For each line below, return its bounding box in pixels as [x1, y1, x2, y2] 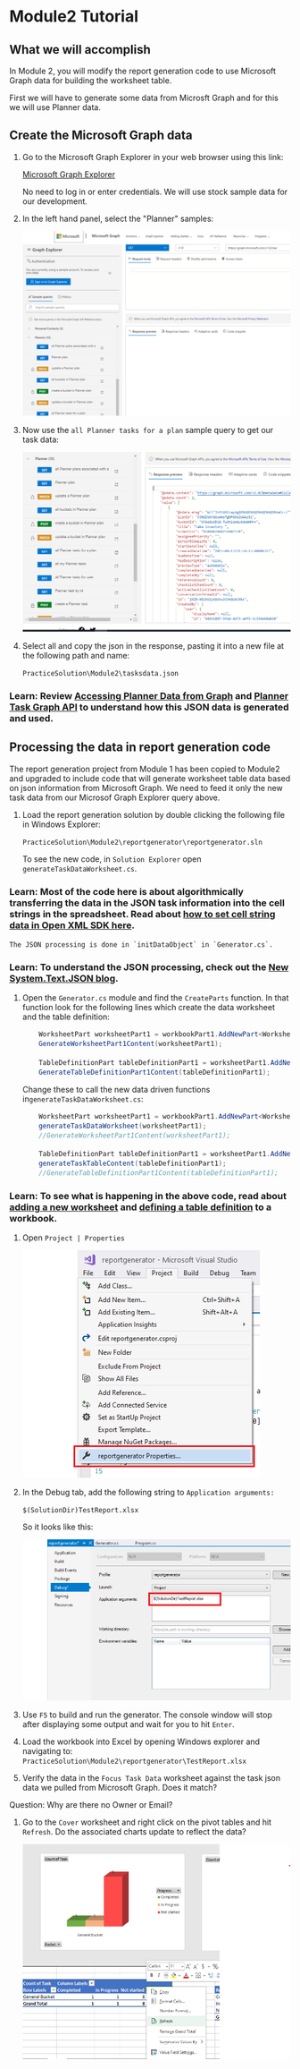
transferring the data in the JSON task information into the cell [9, 897, 286, 909]
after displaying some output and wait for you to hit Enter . [21, 1719, 235, 1730]
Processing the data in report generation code [9, 740, 271, 755]
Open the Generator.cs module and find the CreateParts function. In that [21, 992, 289, 1003]
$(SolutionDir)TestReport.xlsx [21, 1506, 139, 1515]
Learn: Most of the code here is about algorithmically [9, 885, 244, 898]
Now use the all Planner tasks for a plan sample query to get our [21, 424, 274, 435]
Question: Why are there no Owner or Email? [9, 1800, 173, 1810]
